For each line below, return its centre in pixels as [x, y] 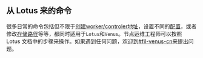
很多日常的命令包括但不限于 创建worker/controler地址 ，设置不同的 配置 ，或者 [101, 26]
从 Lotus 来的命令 [39, 11]
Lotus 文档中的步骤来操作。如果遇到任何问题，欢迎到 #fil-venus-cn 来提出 [98, 41]
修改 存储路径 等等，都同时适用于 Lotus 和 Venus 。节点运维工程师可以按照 [94, 33]
